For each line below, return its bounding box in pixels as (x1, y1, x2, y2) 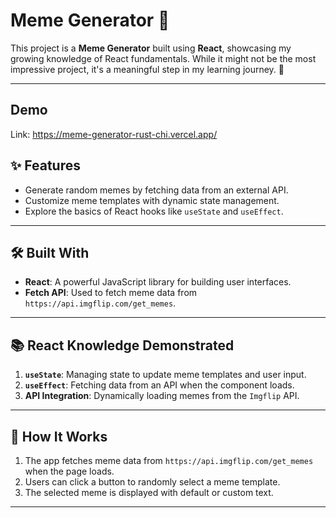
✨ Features (10, 157, 81, 174)
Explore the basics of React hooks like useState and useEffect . (24, 205, 284, 217)
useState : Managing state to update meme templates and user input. (24, 369, 307, 381)
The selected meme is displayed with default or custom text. (24, 487, 274, 498)
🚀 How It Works (10, 428, 108, 445)
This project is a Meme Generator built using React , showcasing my (10, 42, 292, 54)
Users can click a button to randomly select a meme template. (24, 476, 281, 488)
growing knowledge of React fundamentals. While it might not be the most (10, 52, 317, 64)
